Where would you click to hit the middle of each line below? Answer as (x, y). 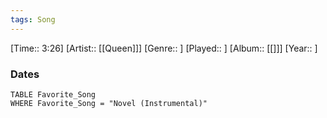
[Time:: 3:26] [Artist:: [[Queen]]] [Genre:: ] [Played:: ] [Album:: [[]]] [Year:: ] (164, 48)
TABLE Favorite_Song (53, 94)
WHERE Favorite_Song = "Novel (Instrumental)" (109, 103)
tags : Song (33, 19)
